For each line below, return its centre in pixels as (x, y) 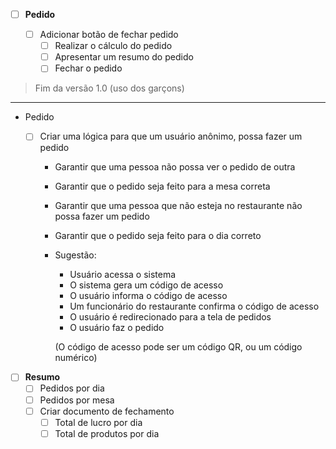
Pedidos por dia (72, 388)
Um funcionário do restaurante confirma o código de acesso (194, 306)
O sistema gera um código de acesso (146, 285)
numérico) (76, 358)
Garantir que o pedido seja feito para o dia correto (158, 236)
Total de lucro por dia (98, 422)
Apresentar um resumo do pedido (124, 57)
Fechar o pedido (88, 68)
